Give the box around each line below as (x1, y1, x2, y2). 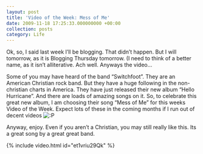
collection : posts (6, 26, 53, 32)
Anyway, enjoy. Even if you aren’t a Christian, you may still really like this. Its (6, 124, 196, 131)
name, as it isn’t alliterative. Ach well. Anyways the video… (6, 61, 153, 69)
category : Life (6, 32, 45, 38)
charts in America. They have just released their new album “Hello (29, 86, 194, 93)
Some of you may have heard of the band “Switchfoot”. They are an (6, 73, 176, 80)
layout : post (6, 9, 40, 15)
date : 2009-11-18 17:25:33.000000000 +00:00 (6, 20, 121, 26)
